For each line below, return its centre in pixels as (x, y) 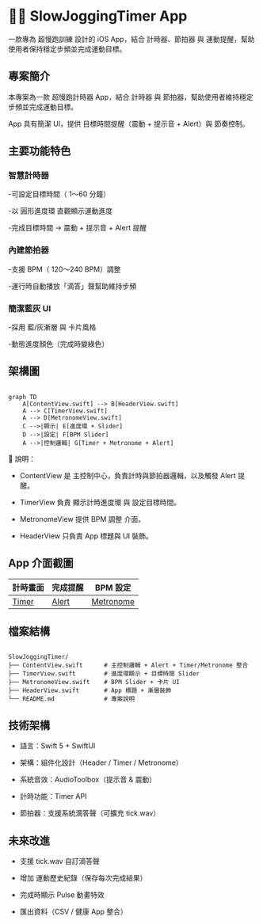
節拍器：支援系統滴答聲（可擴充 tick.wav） (90, 813)
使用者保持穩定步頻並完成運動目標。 (67, 49)
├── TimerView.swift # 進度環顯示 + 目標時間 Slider (104, 674)
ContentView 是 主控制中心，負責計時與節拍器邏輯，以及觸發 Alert (128, 475)
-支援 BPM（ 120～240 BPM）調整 (65, 269)
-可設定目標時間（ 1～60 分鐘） (59, 194)
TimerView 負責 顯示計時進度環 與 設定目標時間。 (100, 502)
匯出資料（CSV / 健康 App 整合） (74, 912)
